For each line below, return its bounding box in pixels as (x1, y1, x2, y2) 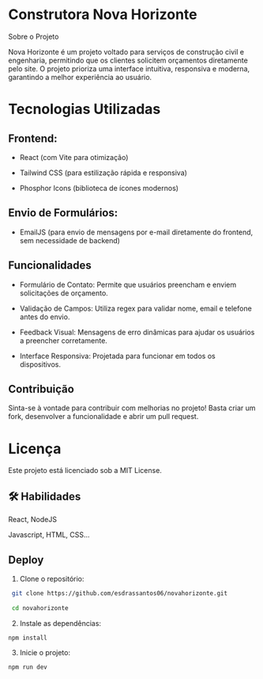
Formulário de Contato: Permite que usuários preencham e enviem (19, 280, 237, 289)
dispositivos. (19, 359, 62, 369)
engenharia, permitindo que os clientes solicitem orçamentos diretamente (8, 55, 249, 65)
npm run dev (8, 663, 47, 671)
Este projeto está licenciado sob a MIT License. (8, 466, 162, 475)
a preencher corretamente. (19, 335, 108, 345)
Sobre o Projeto (8, 32, 59, 41)
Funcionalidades (8, 259, 92, 273)
